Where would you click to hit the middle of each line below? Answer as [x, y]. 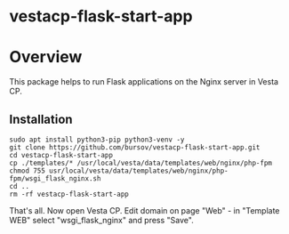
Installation [41, 119]
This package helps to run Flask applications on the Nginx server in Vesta [144, 82]
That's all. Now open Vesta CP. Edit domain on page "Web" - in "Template [144, 210]
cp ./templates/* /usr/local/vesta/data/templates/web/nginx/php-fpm [141, 163]
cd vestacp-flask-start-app [61, 155]
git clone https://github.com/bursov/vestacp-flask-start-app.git [135, 147]
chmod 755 [28, 171]
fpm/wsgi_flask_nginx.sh [55, 178]
